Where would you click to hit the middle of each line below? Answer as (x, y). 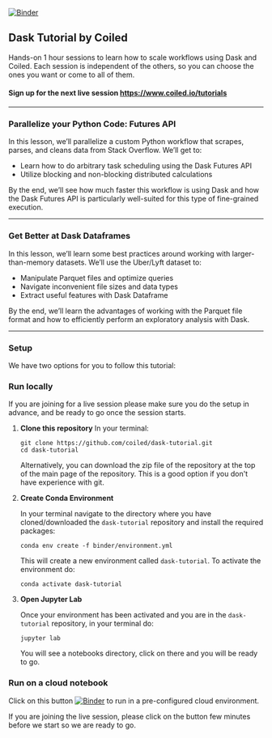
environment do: (47, 570)
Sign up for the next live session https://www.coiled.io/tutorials (118, 93)
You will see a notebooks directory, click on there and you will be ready (139, 653)
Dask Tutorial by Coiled (68, 38)
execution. (26, 207)
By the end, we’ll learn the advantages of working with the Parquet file (125, 311)
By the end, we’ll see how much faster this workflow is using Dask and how (134, 190)
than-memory (31, 262)
